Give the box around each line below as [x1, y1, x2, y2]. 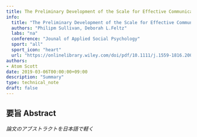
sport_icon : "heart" [11, 47, 62, 53]
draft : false [6, 85, 38, 91]
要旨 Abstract [6, 108, 56, 118]
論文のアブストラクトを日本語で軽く [6, 125, 94, 132]
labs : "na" [11, 31, 38, 36]
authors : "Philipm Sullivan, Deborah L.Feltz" [11, 25, 127, 31]
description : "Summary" [6, 74, 64, 80]
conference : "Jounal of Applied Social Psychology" [11, 36, 141, 42]
